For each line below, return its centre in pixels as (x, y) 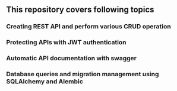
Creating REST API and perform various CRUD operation (88, 27)
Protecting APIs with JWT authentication (66, 43)
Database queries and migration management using (83, 74)
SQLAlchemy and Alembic (45, 82)
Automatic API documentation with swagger (72, 58)
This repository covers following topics (80, 10)
